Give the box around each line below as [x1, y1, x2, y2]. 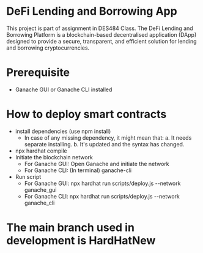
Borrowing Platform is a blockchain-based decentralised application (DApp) [6, 31, 197, 38]
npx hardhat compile [15, 147, 67, 154]
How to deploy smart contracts [6, 107, 167, 121]
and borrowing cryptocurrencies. [6, 44, 90, 51]
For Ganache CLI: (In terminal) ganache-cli [24, 167, 132, 174]
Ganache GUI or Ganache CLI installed [15, 86, 113, 93]
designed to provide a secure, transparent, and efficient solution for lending [6, 37, 197, 45]
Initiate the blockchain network [15, 153, 94, 160]
